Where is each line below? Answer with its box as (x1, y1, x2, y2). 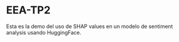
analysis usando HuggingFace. (6, 29, 82, 36)
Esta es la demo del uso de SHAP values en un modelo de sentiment (6, 23, 173, 30)
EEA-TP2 (6, 3, 51, 17)
